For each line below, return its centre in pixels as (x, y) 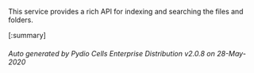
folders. (21, 20)
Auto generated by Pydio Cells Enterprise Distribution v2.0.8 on (112, 53)
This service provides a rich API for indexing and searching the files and (126, 12)
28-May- (231, 53)
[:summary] (27, 35)
